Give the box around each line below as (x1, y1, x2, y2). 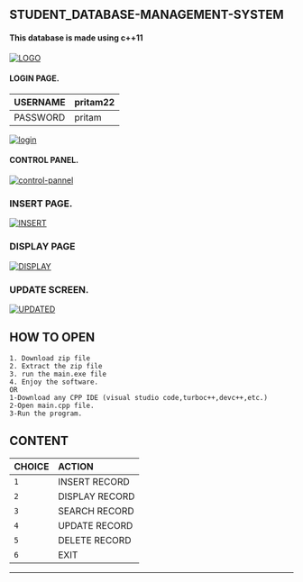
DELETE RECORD (58, 533, 132, 546)
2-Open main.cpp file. (9, 401, 95, 410)
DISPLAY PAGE (9, 241, 76, 253)
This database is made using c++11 (9, 32, 143, 43)
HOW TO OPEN (9, 330, 96, 345)
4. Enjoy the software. (9, 377, 99, 386)
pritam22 (74, 95, 115, 108)
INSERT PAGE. (9, 197, 73, 210)
